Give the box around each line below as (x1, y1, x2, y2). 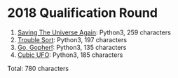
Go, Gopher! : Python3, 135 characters (17, 43, 127, 51)
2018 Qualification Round (7, 5, 158, 21)
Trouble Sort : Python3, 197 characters (17, 35, 128, 44)
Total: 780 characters (7, 64, 69, 72)
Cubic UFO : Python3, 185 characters (17, 51, 123, 59)
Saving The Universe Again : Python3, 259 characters (17, 28, 172, 37)
